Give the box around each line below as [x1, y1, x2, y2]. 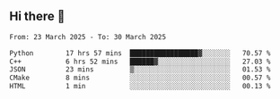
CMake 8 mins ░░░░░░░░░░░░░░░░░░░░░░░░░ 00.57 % [9, 73, 271, 83]
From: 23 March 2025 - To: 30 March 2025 [9, 32, 167, 41]
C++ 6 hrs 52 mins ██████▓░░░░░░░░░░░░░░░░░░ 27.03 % [9, 57, 271, 66]
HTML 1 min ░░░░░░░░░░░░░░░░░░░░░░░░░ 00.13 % [9, 82, 271, 91]
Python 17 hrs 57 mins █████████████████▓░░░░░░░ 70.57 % [9, 48, 271, 58]
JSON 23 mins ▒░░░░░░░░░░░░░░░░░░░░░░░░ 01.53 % [9, 65, 271, 74]
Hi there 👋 [9, 9, 66, 24]
